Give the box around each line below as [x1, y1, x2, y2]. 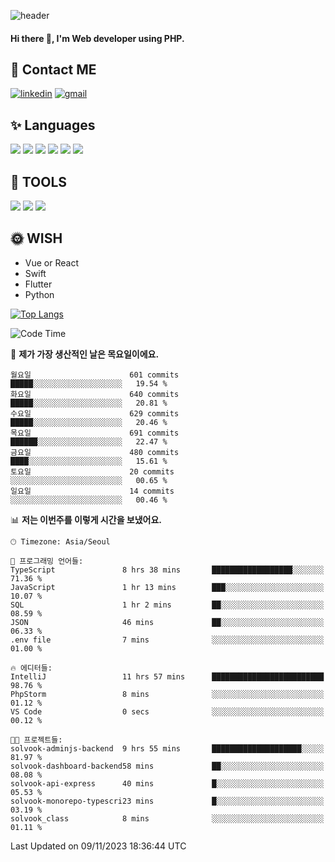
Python [24, 288, 55, 300]
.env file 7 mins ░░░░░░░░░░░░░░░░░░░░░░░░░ [10, 635, 325, 645]
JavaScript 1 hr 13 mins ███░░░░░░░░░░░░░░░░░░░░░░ [10, 582, 325, 592]
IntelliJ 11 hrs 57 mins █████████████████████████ [10, 671, 325, 682]
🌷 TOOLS [10, 173, 68, 190]
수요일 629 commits [10, 408, 180, 419]
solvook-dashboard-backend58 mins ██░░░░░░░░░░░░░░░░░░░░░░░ [10, 761, 325, 771]
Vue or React [24, 256, 79, 269]
